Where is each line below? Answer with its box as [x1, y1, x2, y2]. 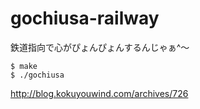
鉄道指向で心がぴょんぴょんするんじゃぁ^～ [10, 41, 190, 53]
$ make [10, 61, 38, 71]
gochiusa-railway [10, 7, 160, 30]
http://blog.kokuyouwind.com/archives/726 [10, 87, 189, 99]
